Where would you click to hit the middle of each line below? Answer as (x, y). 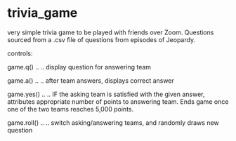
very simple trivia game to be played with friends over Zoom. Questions (111, 32)
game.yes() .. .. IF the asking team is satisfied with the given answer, (106, 94)
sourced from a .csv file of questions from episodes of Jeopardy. (101, 39)
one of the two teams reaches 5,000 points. (71, 109)
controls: (20, 53)
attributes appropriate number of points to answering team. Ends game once (118, 101)
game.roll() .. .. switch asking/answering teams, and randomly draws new (113, 122)
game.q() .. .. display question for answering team (79, 67)
